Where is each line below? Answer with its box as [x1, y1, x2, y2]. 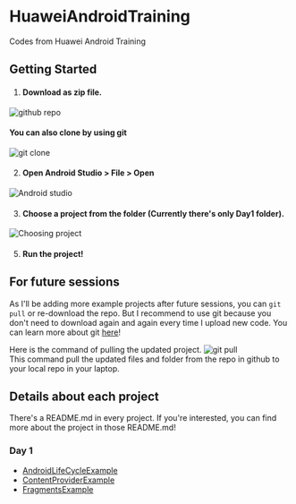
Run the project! [21, 248, 84, 259]
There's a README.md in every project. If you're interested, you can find [9, 413, 277, 423]
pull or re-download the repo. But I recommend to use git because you [9, 307, 272, 319]
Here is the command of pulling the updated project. [9, 344, 202, 355]
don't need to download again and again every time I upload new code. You [9, 317, 288, 328]
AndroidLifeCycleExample [21, 465, 118, 475]
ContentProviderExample [21, 474, 115, 485]
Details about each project [9, 389, 159, 404]
